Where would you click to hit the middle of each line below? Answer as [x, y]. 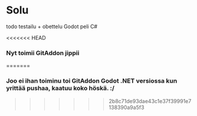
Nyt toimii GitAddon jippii [43, 53]
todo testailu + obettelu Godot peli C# [52, 26]
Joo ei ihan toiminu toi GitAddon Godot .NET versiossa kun [92, 81]
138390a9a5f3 [127, 107]
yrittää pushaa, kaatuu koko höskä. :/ [60, 88]
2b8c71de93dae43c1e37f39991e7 [150, 101]
